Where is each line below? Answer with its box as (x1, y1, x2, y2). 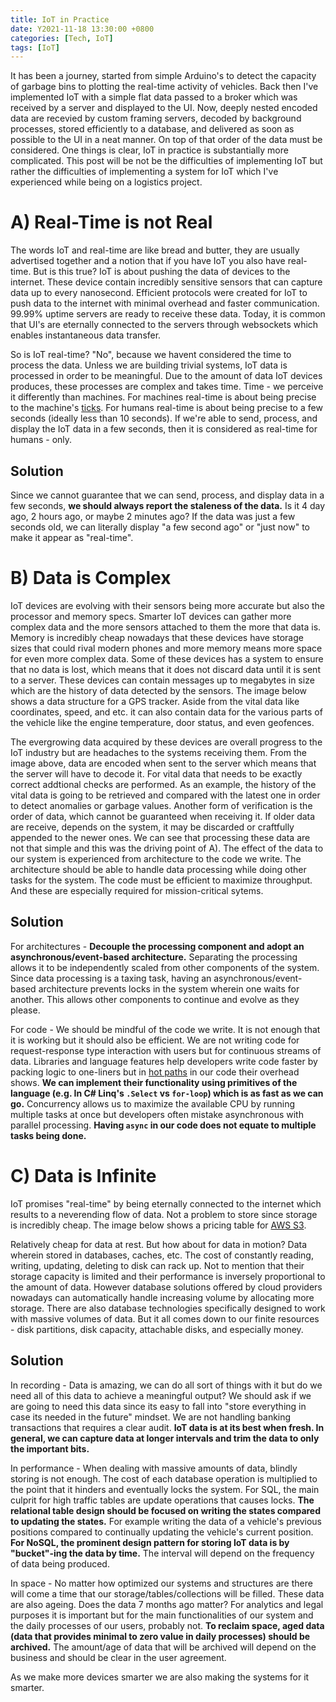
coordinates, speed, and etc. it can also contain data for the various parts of (10, 706, 323, 718)
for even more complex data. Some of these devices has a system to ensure (10, 652, 324, 665)
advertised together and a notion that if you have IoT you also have (10, 255, 286, 267)
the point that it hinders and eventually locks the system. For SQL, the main (10, 1483, 320, 1495)
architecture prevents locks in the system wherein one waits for (38, 982, 300, 995)
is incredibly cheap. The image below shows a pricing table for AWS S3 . (10, 1219, 307, 1231)
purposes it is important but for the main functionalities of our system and (10, 1609, 314, 1621)
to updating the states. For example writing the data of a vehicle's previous (10, 1515, 322, 1527)
